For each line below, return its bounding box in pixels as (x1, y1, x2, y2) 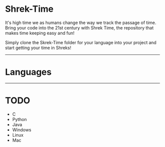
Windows (12, 126, 31, 133)
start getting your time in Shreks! (5, 45, 71, 50)
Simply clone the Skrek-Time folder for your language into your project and (5, 39, 157, 45)
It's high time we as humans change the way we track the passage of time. (5, 20, 157, 25)
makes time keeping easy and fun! (5, 30, 75, 36)
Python (12, 116, 27, 122)
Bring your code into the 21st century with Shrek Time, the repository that (5, 24, 154, 30)
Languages (5, 67, 52, 78)
